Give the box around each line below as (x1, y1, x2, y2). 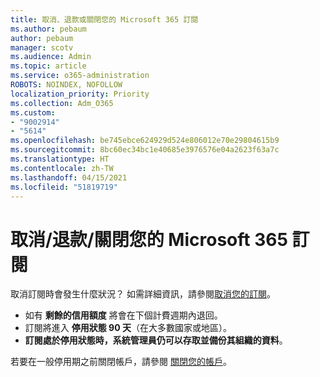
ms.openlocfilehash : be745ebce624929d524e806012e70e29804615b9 (10, 136, 280, 146)
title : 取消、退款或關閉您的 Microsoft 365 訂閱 (10, 14, 199, 25)
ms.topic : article (10, 61, 87, 71)
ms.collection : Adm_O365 (10, 98, 114, 108)
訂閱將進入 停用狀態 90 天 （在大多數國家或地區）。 (24, 322, 232, 334)
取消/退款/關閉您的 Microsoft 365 (10, 228, 288, 251)
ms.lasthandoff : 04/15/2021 (10, 172, 128, 183)
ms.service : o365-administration (10, 71, 150, 81)
